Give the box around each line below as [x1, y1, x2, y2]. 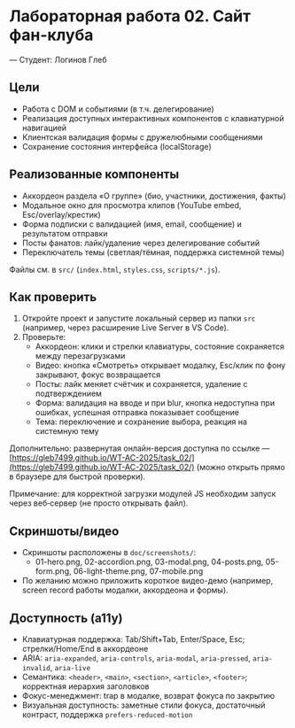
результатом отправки [21, 228, 108, 238]
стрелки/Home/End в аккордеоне [21, 644, 149, 654]
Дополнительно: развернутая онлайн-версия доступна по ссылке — [9, 443, 270, 453]
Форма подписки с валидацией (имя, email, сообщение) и [21, 219, 242, 229]
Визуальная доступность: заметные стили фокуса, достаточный [21, 700, 266, 710]
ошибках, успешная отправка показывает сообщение [35, 407, 239, 418]
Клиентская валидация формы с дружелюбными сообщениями [21, 131, 263, 143]
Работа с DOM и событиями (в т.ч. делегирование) [21, 104, 214, 114]
